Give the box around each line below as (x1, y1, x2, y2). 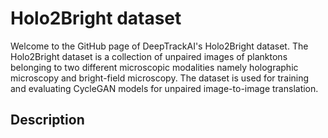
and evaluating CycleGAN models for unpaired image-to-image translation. (10, 82, 319, 94)
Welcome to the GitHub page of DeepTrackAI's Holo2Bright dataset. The (10, 40, 309, 52)
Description (10, 112, 85, 129)
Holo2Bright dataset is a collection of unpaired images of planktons (10, 50, 288, 62)
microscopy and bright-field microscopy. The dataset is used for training (10, 72, 310, 84)
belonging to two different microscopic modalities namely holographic (10, 61, 299, 73)
